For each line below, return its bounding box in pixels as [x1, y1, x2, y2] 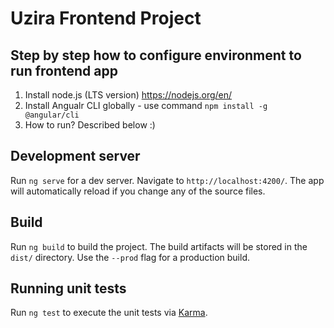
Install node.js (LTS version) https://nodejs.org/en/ [24, 89, 233, 101]
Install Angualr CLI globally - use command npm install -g [24, 100, 268, 111]
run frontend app [10, 62, 118, 79]
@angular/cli [24, 110, 80, 120]
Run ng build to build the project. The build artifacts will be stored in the [10, 240, 308, 252]
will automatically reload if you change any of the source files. [10, 185, 266, 197]
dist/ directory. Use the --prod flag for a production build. [10, 251, 250, 263]
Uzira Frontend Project [10, 7, 202, 30]
